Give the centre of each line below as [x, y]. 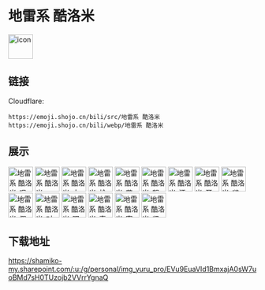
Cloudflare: [26, 101]
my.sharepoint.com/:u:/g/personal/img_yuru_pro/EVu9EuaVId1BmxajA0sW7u [132, 270]
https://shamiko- [35, 261]
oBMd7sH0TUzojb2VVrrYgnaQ [58, 277]
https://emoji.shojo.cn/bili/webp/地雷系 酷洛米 [86, 125]
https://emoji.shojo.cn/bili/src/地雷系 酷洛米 [84, 117]
